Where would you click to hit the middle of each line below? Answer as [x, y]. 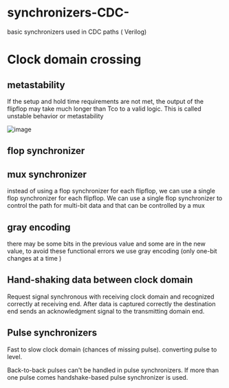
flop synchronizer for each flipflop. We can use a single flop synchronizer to [115, 198]
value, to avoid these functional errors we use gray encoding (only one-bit [112, 251]
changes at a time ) [34, 258]
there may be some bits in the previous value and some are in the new [107, 244]
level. [15, 356]
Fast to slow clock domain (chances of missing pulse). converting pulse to [112, 349]
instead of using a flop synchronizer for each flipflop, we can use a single [111, 191]
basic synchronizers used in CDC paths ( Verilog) [77, 32]
